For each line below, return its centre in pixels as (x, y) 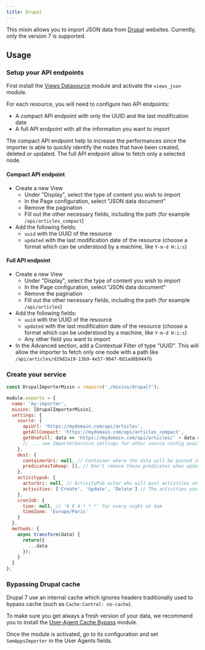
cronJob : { (31, 500)
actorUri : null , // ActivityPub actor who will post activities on (110, 484)
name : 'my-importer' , (39, 404)
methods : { (26, 529)
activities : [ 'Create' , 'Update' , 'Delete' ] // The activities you (110, 489)
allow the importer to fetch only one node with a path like (87, 352)
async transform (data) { (49, 534)
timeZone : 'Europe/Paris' (55, 512)
